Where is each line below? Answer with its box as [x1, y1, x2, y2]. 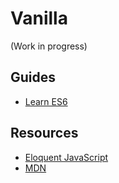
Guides [10, 69, 57, 86]
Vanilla [10, 7, 68, 30]
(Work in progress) [10, 40, 88, 52]
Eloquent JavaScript [24, 151, 109, 163]
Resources [10, 125, 79, 142]
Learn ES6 [24, 95, 68, 107]
